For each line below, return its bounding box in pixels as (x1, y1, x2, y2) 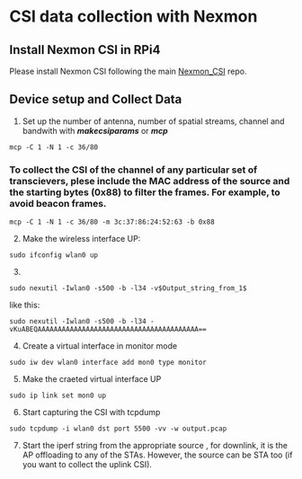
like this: (9, 299, 40, 311)
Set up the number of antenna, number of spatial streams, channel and (22, 115, 285, 127)
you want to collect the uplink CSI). (22, 459, 153, 470)
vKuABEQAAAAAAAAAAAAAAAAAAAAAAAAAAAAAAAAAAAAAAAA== (9, 325, 207, 334)
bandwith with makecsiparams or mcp (22, 125, 168, 136)
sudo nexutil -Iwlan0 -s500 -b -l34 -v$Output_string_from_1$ (9, 284, 247, 293)
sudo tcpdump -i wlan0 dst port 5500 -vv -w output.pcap (9, 424, 227, 433)
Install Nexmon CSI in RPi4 (9, 42, 161, 58)
